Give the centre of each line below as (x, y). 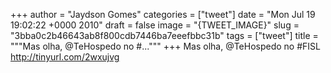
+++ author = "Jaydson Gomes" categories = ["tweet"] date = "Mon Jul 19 (163, 14)
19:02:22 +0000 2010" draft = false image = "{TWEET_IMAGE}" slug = (155, 25)
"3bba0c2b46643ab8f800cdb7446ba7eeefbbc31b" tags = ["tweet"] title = (164, 35)
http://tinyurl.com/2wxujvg (65, 57)
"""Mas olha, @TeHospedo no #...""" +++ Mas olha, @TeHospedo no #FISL (165, 46)
